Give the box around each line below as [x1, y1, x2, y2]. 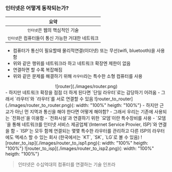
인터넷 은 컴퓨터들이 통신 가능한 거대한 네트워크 [7, 35, 99, 41]
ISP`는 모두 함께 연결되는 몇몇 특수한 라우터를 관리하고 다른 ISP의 [21, 127, 151, 134]
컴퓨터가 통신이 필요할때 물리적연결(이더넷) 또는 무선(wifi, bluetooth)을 [12, 47, 156, 53]
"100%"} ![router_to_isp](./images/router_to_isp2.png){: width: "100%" [5, 145, 154, 152]
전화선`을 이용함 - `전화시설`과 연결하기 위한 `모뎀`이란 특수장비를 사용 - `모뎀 [12, 115, 166, 121]
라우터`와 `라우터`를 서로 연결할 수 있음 [16, 96, 93, 102]
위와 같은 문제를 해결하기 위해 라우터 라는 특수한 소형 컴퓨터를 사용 [12, 73, 143, 79]
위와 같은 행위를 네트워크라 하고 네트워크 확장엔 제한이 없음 [12, 60, 131, 66]
